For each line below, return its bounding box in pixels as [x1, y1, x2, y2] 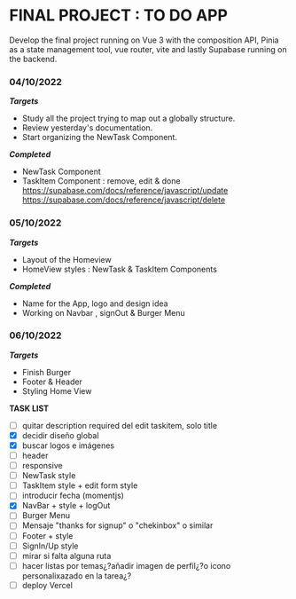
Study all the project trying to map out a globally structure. [21, 113, 236, 124]
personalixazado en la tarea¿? [21, 570, 132, 581]
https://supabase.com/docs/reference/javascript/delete [21, 194, 226, 205]
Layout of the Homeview [21, 254, 113, 264]
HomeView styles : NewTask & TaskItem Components [21, 264, 217, 274]
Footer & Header [21, 376, 82, 387]
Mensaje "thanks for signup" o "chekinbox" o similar [21, 520, 214, 531]
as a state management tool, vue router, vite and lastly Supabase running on [9, 43, 287, 54]
